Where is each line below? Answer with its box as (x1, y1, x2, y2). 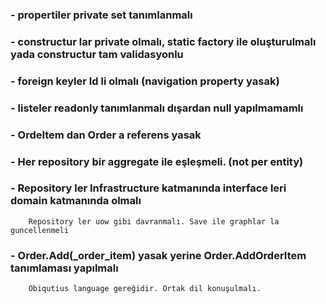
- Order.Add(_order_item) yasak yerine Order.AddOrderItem (10, 248, 307, 262)
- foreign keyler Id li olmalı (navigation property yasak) (10, 74, 280, 88)
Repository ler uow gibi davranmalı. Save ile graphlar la (28, 216, 280, 227)
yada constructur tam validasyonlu (10, 47, 184, 61)
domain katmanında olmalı (10, 194, 142, 208)
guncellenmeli (10, 225, 70, 235)
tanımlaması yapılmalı (10, 261, 119, 275)
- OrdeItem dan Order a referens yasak (10, 128, 202, 142)
